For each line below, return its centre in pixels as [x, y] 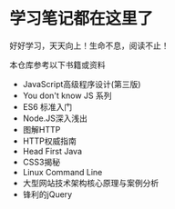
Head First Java [52, 151]
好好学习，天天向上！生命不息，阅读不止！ [89, 45]
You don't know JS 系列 [67, 95]
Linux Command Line [62, 172]
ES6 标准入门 [47, 106]
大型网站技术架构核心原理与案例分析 [91, 183]
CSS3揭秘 [41, 162]
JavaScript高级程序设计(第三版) [82, 84]
